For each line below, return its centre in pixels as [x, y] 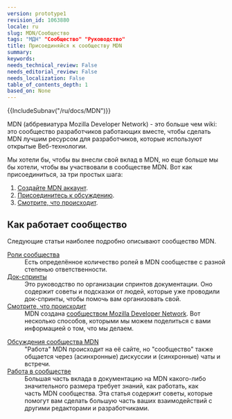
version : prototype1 [37, 14]
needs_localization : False [46, 78]
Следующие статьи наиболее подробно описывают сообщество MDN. [112, 241]
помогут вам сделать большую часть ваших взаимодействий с [118, 400]
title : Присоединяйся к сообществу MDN [65, 46]
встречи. [37, 364]
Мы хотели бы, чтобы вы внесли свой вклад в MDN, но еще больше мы [113, 160]
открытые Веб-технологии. [47, 146]
